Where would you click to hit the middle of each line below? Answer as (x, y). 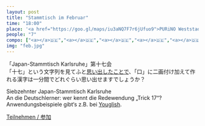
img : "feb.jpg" (26, 46)
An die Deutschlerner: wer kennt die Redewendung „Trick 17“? (84, 97)
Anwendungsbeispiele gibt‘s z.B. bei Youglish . (64, 104)
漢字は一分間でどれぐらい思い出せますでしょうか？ (81, 79)
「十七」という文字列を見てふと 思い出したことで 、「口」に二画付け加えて (98, 71)
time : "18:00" (24, 23)
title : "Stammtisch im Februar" (47, 18)
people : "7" (21, 35)
